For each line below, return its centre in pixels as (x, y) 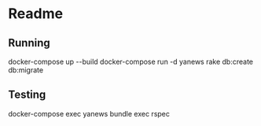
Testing (27, 95)
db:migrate (26, 70)
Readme (36, 14)
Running (29, 43)
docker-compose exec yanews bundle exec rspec (89, 113)
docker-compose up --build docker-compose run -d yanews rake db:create (131, 61)
